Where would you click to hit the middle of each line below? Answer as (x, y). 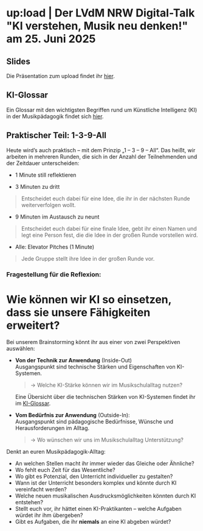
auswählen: (21, 349)
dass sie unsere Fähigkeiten (78, 312)
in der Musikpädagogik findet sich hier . (55, 116)
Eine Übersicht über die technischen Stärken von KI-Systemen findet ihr (105, 397)
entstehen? (29, 502)
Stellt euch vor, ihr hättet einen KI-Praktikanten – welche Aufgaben (98, 509)
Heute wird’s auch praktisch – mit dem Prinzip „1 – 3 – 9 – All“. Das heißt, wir (101, 150)
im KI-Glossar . (33, 403)
